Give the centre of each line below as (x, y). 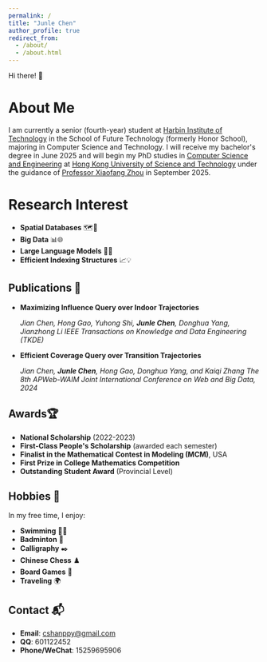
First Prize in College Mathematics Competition (100, 463)
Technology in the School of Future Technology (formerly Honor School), (128, 138)
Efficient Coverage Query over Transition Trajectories (110, 355)
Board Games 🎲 (46, 572)
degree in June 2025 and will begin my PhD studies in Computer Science (128, 155)
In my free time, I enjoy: (47, 516)
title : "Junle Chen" (43, 23)
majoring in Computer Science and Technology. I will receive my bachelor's (132, 147)
